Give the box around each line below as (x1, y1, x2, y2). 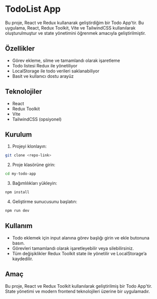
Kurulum (5, 130, 32, 139)
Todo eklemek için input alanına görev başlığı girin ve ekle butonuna (12, 235, 150, 240)
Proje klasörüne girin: (12, 162, 55, 168)
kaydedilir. (12, 256, 33, 262)
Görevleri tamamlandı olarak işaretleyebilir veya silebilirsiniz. (12, 245, 134, 251)
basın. (12, 240, 25, 246)
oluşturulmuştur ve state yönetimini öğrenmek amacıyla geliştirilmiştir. (5, 30, 146, 36)
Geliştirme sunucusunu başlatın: (12, 199, 78, 205)
